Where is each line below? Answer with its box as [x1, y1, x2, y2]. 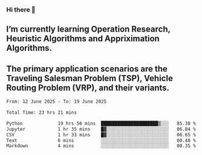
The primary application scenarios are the [6, 64, 168, 74]
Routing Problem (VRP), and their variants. [6, 82, 170, 93]
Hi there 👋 [6, 5, 36, 14]
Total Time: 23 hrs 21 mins [6, 110, 77, 116]
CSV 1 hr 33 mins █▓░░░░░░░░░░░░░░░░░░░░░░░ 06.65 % [6, 131, 197, 138]
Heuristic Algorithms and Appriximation [6, 33, 160, 44]
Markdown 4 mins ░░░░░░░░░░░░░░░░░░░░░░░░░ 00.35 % [6, 143, 197, 149]
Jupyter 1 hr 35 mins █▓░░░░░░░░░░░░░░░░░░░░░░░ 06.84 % [6, 126, 197, 132]
